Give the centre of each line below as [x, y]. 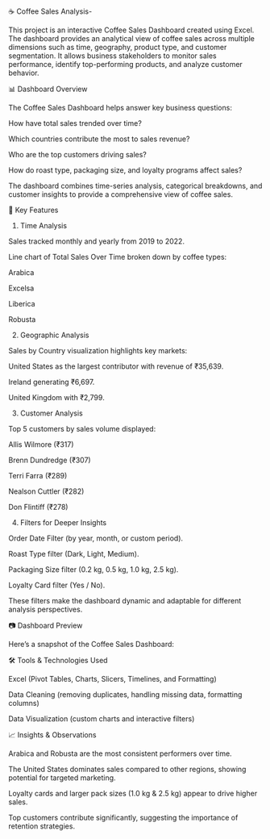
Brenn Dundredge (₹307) [50, 460]
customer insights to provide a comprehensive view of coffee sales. [121, 194]
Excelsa [21, 288]
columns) [24, 703]
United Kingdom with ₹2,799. [56, 397]
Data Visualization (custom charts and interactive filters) [102, 719]
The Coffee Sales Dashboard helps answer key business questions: [120, 108]
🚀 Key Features [33, 210]
